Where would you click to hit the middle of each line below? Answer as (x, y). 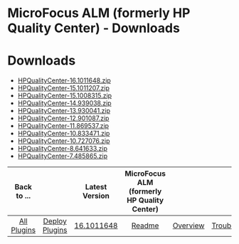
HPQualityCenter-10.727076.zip (64, 141)
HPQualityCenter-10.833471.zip (64, 134)
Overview (188, 226)
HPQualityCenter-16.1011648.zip (64, 80)
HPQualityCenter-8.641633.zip (63, 149)
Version (96, 196)
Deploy (55, 221)
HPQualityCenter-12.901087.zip (63, 118)
